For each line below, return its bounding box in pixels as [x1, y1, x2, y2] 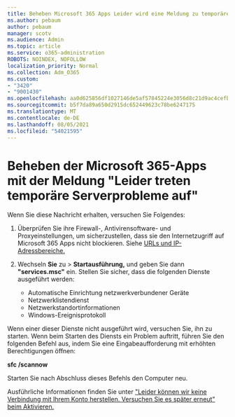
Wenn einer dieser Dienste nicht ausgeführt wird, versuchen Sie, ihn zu [7, 324, 213, 333]
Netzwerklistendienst [27, 296, 90, 305]
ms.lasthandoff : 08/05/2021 [7, 121, 90, 128]
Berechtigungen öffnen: [7, 347, 76, 355]
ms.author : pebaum [7, 17, 61, 24]
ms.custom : [7, 75, 39, 83]
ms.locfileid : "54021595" [7, 128, 83, 135]
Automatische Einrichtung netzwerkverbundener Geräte [27, 289, 190, 297]
